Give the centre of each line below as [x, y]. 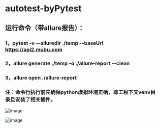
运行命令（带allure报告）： [45, 28]
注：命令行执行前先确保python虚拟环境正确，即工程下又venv [78, 92]
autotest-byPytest [44, 9]
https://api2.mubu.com [34, 50]
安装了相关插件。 [35, 100]
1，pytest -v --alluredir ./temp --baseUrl [54, 43]
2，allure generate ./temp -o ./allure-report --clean [67, 63]
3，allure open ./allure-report [41, 78]
